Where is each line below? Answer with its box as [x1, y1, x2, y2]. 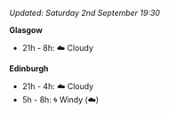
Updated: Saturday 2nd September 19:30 [9, 8, 160, 18]
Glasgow [9, 25, 43, 35]
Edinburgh [9, 63, 49, 74]
